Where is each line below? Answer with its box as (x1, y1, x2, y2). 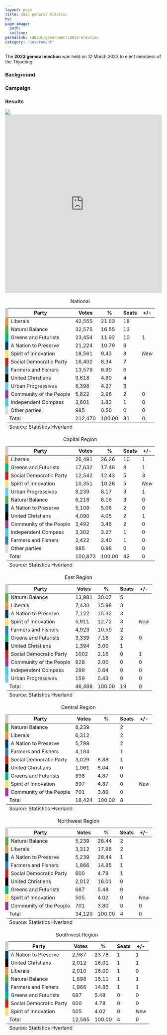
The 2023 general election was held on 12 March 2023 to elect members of (5, 53, 162, 59)
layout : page (5, 7, 32, 12)
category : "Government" (5, 40, 55, 45)
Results (5, 98, 24, 105)
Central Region (61, 703, 96, 710)
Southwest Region (55, 931, 98, 938)
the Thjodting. (5, 58, 34, 65)
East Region (64, 574, 93, 581)
